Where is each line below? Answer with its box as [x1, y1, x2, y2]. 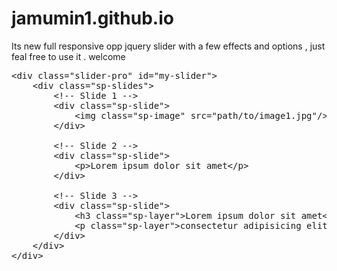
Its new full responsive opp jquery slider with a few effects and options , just [11, 40, 326, 52]
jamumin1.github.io [11, 7, 174, 30]
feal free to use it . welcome [11, 50, 126, 62]
